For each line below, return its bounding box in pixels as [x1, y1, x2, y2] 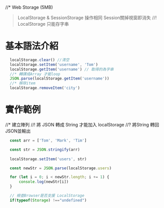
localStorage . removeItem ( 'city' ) [10, 86, 80, 91]
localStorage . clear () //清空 [10, 57, 70, 62]
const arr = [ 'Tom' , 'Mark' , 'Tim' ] [10, 138, 87, 143]
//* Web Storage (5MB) [5, 5, 53, 10]
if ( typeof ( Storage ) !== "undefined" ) [10, 197, 87, 203]
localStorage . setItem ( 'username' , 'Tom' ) [10, 62, 98, 67]
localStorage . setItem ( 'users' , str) [10, 156, 87, 162]
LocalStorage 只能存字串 [17, 21, 69, 27]
